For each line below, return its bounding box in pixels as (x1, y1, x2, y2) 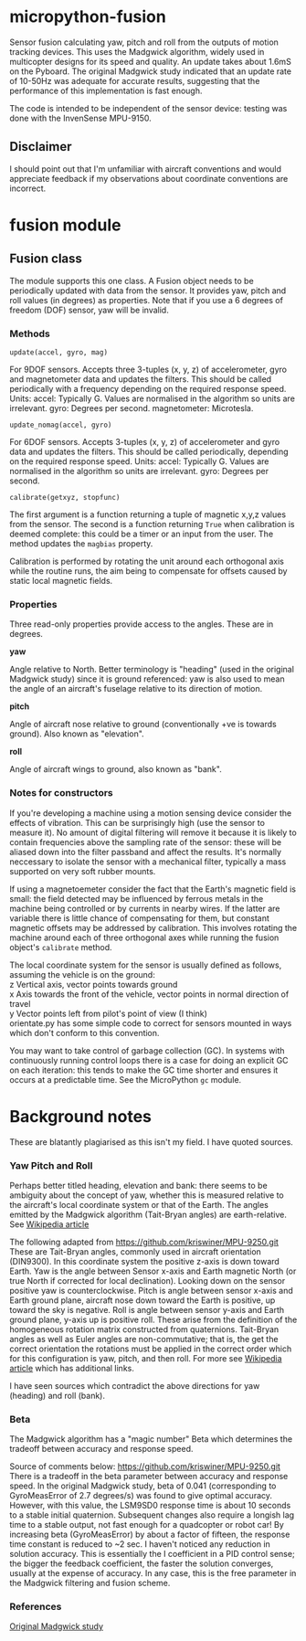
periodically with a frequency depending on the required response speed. (9, 384, 287, 395)
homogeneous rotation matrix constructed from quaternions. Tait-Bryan (9, 1323, 280, 1335)
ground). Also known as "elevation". (9, 728, 144, 739)
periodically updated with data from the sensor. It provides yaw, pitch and (9, 285, 287, 296)
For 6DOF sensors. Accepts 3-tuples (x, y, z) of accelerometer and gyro (9, 437, 280, 448)
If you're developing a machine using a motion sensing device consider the (9, 807, 292, 819)
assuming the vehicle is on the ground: (9, 969, 155, 979)
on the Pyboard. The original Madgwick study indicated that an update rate (9, 66, 292, 77)
